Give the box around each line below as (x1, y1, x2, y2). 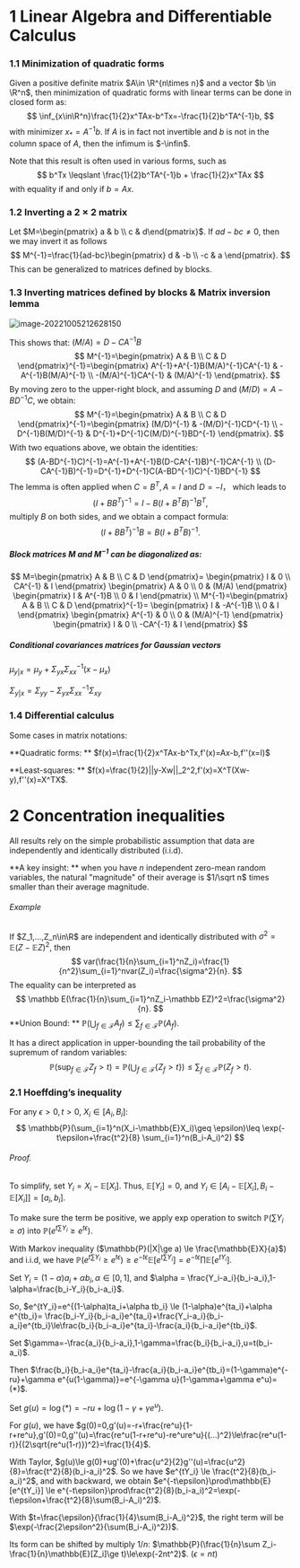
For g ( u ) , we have (9, 1420, 74, 1431)
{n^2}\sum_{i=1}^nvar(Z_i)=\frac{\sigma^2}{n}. (58, 966, 230, 977)
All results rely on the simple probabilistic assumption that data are (9, 835, 255, 845)
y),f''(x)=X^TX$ (9, 774, 66, 784)
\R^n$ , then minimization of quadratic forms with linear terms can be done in (9, 87, 292, 98)
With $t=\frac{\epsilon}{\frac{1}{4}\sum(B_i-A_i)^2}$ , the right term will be (9, 1512, 284, 1523)
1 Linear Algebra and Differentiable (9, 6, 273, 27)
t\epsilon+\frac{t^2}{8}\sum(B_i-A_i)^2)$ (9, 1494, 159, 1505)
